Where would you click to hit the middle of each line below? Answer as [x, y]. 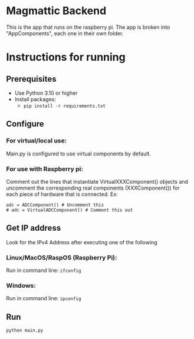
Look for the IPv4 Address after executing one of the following [82, 242]
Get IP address [34, 228]
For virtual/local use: [36, 141]
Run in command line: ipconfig [44, 298]
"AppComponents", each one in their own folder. [65, 33]
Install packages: [35, 99]
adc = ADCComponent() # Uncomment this [55, 205]
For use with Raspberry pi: [45, 169]
